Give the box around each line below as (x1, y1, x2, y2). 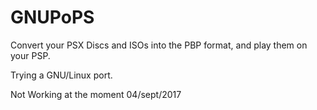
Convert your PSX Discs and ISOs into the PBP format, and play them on (10, 39, 308, 51)
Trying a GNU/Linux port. (10, 69, 113, 81)
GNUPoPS (10, 6, 95, 29)
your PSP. (10, 49, 51, 61)
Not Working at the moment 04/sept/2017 (10, 88, 182, 100)
